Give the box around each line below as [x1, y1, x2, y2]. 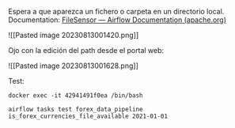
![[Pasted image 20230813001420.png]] [8, 31, 139, 40]
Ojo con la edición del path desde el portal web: [8, 46, 165, 55]
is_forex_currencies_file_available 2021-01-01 [8, 112, 169, 120]
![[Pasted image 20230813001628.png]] [8, 61, 138, 70]
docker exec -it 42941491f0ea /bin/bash [8, 92, 144, 100]
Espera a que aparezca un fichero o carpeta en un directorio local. [8, 7, 225, 16]
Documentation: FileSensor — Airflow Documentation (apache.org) [8, 15, 227, 24]
